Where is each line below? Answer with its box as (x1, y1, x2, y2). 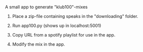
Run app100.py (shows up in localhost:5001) (12, 23, 101, 28)
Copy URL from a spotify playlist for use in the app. (12, 32, 116, 38)
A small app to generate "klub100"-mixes (5, 4, 88, 10)
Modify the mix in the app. (12, 41, 65, 47)
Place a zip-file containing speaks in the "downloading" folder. (12, 13, 139, 19)
